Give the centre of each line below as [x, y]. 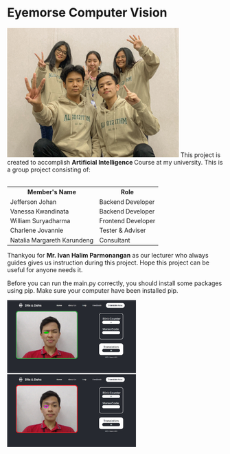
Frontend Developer [127, 221]
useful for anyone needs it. [45, 270]
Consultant [115, 240]
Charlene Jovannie [37, 230]
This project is [200, 155]
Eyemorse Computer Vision [87, 13]
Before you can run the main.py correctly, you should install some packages [115, 283]
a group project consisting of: [49, 169]
